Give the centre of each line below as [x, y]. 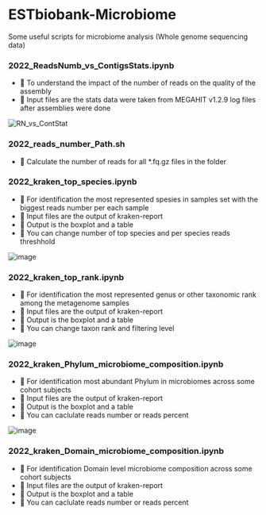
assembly [35, 91]
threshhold [37, 241]
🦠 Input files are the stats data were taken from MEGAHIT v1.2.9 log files [138, 100]
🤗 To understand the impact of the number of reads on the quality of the [138, 83]
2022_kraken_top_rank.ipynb [66, 277]
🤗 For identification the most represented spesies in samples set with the [139, 199]
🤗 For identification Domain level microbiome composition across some [136, 468]
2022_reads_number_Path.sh [67, 144]
